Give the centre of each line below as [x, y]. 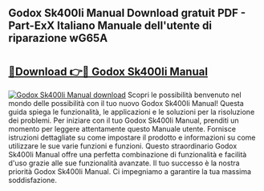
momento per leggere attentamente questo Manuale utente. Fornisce [122, 129]
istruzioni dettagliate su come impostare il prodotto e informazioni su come [132, 137]
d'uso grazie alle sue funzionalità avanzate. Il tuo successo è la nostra [124, 163]
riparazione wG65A [58, 38]
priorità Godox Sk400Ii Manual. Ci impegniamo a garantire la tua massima [130, 171]
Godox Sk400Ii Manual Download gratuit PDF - [127, 13]
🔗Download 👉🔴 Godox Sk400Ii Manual [108, 71]
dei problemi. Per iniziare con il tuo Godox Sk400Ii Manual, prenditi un [124, 120]
